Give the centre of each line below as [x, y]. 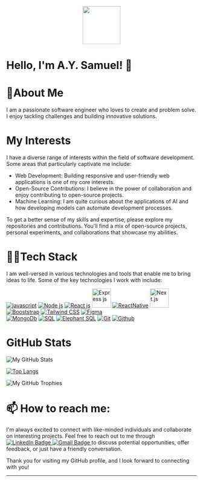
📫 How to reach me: [58, 409]
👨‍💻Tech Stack [42, 257]
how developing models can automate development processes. [94, 208]
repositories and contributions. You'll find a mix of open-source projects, [97, 226]
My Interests [39, 141]
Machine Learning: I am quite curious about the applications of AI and [101, 202]
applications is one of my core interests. [65, 182]
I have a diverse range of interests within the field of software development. [100, 157]
